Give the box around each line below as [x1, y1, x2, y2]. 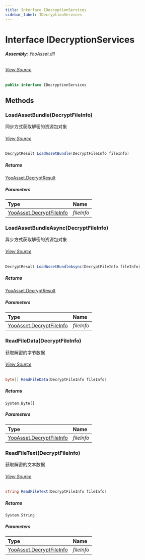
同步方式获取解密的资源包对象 [5, 123, 67, 130]
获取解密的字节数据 [5, 350, 45, 356]
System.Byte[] [5, 401, 35, 406]
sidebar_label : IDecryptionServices [5, 12, 82, 17]
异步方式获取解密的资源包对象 [5, 236, 67, 243]
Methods [5, 96, 34, 105]
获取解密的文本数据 [5, 461, 45, 467]
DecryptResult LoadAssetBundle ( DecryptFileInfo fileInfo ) [5, 151, 129, 156]
